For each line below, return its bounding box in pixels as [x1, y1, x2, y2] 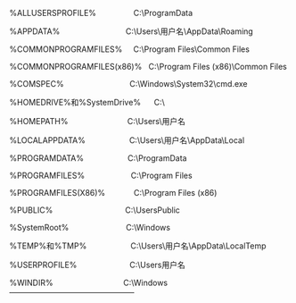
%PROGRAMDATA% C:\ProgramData [9, 153, 187, 164]
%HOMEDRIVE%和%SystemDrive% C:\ [9, 97, 165, 107]
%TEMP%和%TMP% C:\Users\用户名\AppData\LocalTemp [9, 240, 267, 251]
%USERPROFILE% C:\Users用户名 [9, 259, 185, 270]
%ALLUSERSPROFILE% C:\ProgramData [9, 8, 193, 18]
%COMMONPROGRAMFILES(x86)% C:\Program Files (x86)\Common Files [9, 62, 287, 72]
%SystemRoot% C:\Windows [9, 223, 171, 232]
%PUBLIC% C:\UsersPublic [9, 205, 181, 215]
